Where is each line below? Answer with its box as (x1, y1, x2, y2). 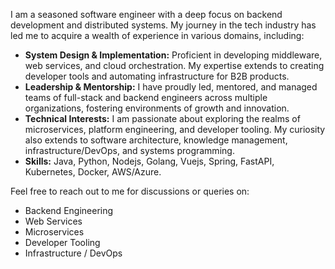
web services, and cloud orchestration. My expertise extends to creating (24, 60, 325, 71)
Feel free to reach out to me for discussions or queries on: (10, 185, 250, 197)
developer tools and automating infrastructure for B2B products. (24, 70, 290, 82)
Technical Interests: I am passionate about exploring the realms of (24, 113, 301, 124)
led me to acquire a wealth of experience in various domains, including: (10, 30, 305, 41)
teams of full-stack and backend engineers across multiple (24, 92, 268, 103)
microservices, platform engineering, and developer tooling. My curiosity (24, 124, 326, 135)
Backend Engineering (24, 205, 114, 216)
